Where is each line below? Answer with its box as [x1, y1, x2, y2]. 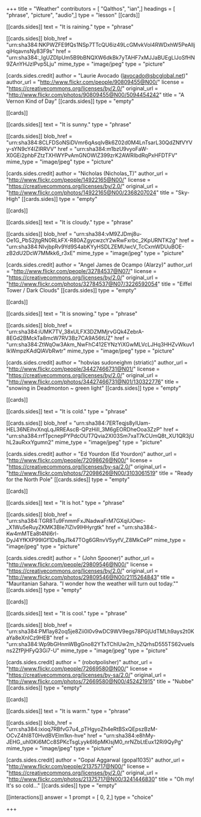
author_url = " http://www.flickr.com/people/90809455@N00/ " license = [6, 78, 185, 85]
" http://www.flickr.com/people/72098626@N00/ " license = [6, 457, 153, 464]
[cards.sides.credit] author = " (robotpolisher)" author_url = [6, 659, 153, 665]
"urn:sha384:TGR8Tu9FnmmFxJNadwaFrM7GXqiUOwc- [6, 517, 146, 524]
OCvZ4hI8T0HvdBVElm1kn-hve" [6, 732, 86, 739]
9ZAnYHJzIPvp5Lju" [6, 60, 57, 67]
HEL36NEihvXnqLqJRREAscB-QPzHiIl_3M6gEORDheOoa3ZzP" [6, 426, 163, 433]
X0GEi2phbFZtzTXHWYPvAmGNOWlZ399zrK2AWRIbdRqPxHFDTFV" [6, 152, 178, 159]
